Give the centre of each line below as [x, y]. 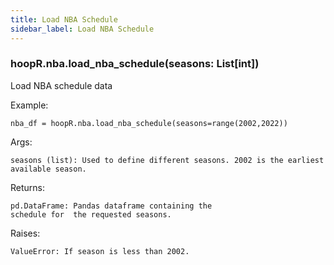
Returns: [28, 187]
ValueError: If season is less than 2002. [100, 251]
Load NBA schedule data [61, 85]
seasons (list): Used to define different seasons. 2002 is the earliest [167, 160]
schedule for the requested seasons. [91, 214]
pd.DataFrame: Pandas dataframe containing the [111, 206]
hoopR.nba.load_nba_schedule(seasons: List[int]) [135, 64]
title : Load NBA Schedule [64, 19]
